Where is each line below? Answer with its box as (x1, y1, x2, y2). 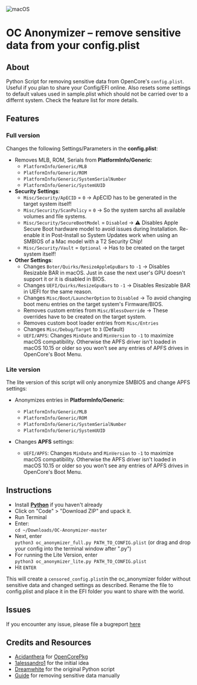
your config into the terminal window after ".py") (14, 545, 132, 552)
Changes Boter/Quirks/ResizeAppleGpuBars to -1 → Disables (23, 263, 170, 270)
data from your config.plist (6, 39, 140, 53)
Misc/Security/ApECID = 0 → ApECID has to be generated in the (23, 194, 177, 201)
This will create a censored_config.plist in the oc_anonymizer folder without (6, 575, 191, 582)
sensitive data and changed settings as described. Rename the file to (6, 581, 173, 588)
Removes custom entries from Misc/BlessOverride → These (23, 307, 168, 314)
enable (23, 231, 41, 238)
